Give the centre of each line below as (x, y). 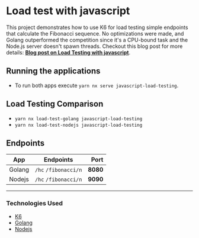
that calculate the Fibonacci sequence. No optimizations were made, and (95, 33)
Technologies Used (35, 204)
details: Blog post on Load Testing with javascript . (68, 52)
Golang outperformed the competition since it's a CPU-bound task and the (97, 40)
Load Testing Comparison (55, 104)
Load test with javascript (68, 11)
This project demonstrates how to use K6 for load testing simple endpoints (97, 27)
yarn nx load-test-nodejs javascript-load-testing (78, 125)
